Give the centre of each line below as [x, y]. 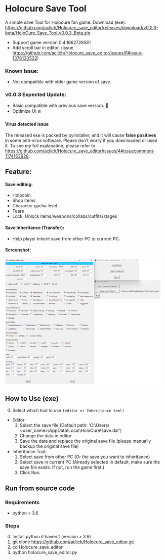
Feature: [18, 172]
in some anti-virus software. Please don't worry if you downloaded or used [81, 140]
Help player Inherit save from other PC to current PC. [66, 238]
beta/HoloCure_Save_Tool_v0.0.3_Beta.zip [48, 33]
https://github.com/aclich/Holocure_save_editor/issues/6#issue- [78, 53]
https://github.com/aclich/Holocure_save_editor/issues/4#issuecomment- [80, 151]
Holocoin [21, 195]
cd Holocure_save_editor [38, 547]
